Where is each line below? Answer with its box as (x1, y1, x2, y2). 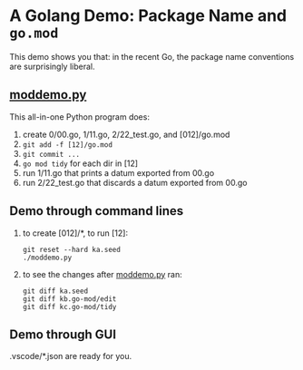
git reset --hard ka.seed (22, 245, 121, 254)
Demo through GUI (9, 326, 116, 342)
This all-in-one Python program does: (9, 111, 150, 122)
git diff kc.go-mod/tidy (22, 302, 117, 311)
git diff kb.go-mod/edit (22, 294, 117, 304)
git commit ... (22, 150, 81, 159)
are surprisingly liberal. (9, 61, 95, 72)
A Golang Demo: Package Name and (9, 5, 288, 26)
